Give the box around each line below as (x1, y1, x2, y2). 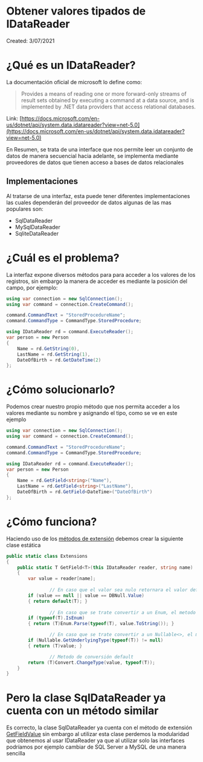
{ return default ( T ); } (28, 598, 88, 604)
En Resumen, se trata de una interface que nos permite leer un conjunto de (6, 145, 193, 153)
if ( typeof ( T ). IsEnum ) (28, 615, 85, 621)
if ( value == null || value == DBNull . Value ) (28, 592, 145, 598)
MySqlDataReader (14, 223, 60, 231)
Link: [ (6, 114, 22, 122)
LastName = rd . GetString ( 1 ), (17, 351, 91, 357)
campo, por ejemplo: (6, 283, 58, 291)
